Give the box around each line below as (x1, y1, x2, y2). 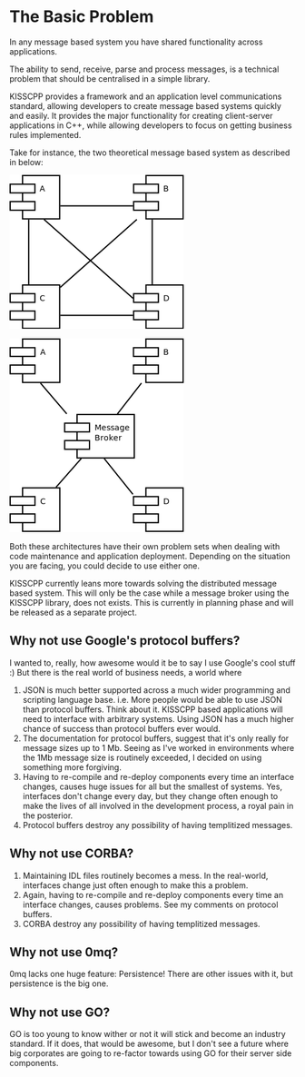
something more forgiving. (22, 761, 123, 773)
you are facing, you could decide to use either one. (9, 560, 201, 571)
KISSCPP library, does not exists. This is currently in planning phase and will (9, 597, 294, 608)
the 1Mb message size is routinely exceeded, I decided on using (22, 752, 262, 763)
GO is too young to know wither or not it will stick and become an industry (9, 1029, 286, 1040)
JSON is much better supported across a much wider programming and (22, 684, 290, 696)
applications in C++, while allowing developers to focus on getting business (9, 120, 292, 131)
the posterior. (22, 810, 74, 821)
